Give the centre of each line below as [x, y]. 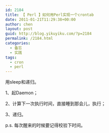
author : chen [19, 24]
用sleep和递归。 [22, 82]
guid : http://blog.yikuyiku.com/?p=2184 [49, 34]
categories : [18, 43]
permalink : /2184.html [29, 39]
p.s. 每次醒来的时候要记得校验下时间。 [45, 125]
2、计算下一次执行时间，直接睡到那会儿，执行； [56, 104]
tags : [11, 57]
